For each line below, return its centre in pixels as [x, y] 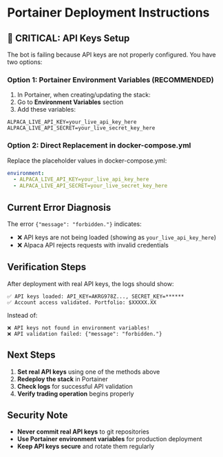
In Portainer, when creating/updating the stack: [84, 95]
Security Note [38, 415]
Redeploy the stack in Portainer [62, 379]
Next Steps [31, 355]
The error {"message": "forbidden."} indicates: [75, 224]
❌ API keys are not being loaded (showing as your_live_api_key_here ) [117, 237]
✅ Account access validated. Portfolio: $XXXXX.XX [82, 302]
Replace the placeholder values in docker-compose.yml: [87, 161]
